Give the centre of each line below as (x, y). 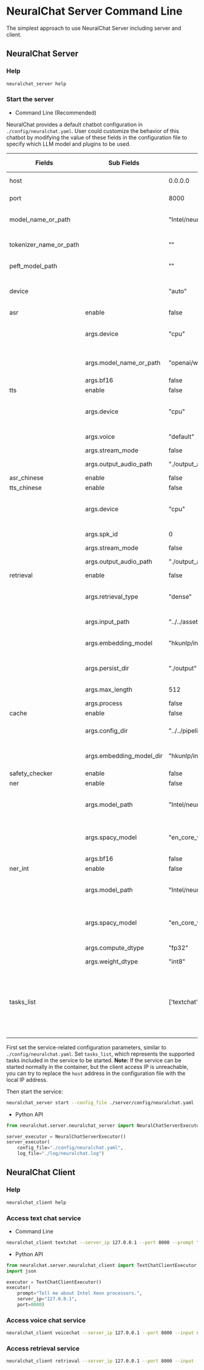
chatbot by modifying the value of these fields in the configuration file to (97, 137)
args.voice (100, 436)
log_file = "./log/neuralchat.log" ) (61, 1154)
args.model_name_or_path (123, 363)
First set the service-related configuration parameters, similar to (87, 1047)
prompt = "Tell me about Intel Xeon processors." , (80, 1293)
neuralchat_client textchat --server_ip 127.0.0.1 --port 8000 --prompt (100, 1242)
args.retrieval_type (111, 597)
